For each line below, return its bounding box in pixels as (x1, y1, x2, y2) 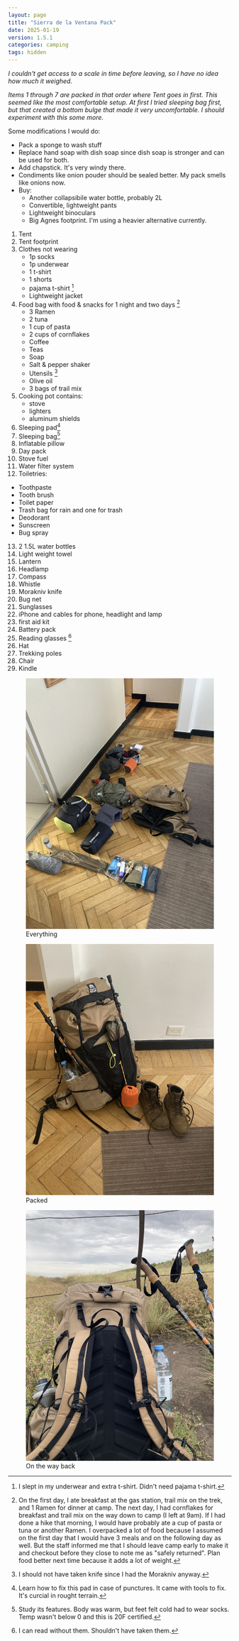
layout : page (8, 11, 47, 18)
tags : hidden (8, 49, 47, 56)
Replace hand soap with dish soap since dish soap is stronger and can (18, 148, 225, 156)
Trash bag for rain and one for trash (18, 506, 123, 515)
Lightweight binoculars (28, 209, 96, 216)
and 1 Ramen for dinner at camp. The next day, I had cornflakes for (18, 1503, 213, 1512)
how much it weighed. (8, 77, 73, 85)
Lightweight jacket (28, 291, 84, 300)
